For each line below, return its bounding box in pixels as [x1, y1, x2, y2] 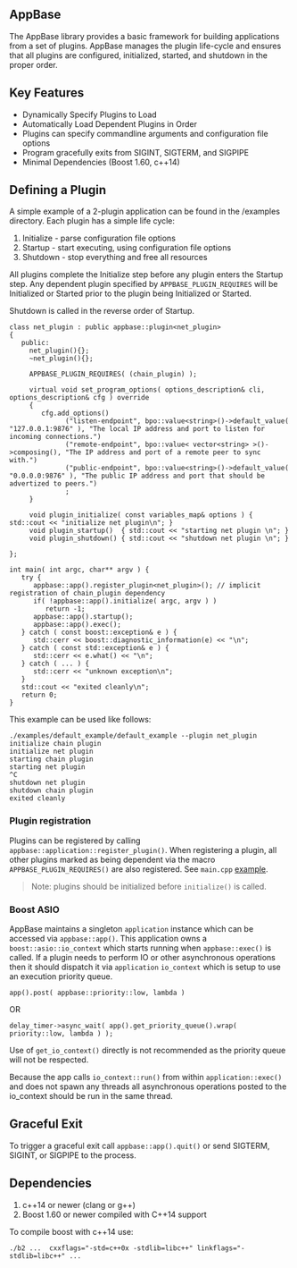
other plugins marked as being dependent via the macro [9, 854, 216, 865]
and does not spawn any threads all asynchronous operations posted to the [9, 1081, 287, 1092]
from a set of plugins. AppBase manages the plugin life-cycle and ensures [9, 40, 282, 51]
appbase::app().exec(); [32, 621, 122, 630]
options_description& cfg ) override [9, 393, 150, 402]
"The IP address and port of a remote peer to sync [65, 448, 261, 457]
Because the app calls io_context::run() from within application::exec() [9, 1072, 283, 1083]
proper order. [9, 59, 58, 70]
